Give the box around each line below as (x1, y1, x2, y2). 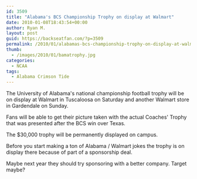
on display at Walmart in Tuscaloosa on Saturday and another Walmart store (6, 96, 189, 103)
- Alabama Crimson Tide (11, 74, 69, 80)
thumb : (6, 47, 22, 53)
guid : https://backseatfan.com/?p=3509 (6, 36, 104, 42)
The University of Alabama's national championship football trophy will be (6, 90, 185, 97)
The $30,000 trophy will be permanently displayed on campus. (6, 131, 158, 138)
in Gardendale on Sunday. (6, 102, 69, 109)
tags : (6, 68, 19, 74)
